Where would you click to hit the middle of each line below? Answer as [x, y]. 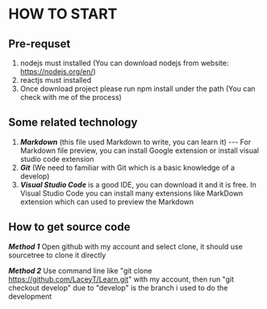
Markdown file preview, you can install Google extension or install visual [140, 150]
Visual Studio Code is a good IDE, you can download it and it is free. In [138, 184]
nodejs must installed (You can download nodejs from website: [124, 63]
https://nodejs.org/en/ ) [58, 72]
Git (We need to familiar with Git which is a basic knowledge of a [127, 167]
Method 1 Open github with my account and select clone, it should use [126, 246]
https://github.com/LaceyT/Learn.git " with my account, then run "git [121, 279]
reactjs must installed [55, 80]
